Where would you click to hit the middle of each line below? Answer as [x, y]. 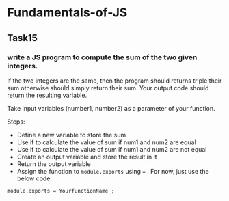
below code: [35, 178]
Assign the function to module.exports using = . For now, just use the [113, 171]
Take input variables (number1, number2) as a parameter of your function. [111, 108]
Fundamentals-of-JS [67, 13]
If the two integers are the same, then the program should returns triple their [114, 81]
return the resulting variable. [47, 95]
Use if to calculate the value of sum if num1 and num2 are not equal [112, 149]
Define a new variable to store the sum [71, 135]
